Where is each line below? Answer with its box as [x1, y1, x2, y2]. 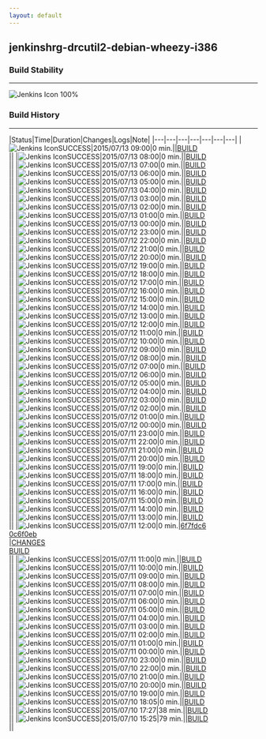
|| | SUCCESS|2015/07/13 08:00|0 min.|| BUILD [9, 152, 207, 161]
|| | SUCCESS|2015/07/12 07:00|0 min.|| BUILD [9, 361, 206, 371]
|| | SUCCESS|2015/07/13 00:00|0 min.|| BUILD [9, 219, 207, 228]
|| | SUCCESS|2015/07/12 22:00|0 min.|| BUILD [9, 235, 207, 245]
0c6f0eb [9, 529, 38, 538]
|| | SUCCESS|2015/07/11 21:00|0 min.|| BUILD [9, 445, 204, 455]
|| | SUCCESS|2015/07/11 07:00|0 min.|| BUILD [9, 587, 204, 597]
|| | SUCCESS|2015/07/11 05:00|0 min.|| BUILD [9, 605, 205, 614]
